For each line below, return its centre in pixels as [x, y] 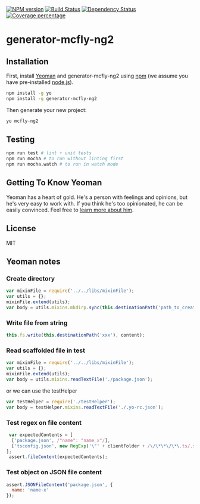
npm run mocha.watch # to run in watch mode [62, 164]
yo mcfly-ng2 [22, 121]
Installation [27, 62]
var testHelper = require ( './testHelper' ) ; [61, 402]
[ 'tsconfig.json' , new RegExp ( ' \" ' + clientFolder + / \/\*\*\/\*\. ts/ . [102, 446]
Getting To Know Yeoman [54, 183]
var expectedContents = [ [41, 435]
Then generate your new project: [46, 110]
